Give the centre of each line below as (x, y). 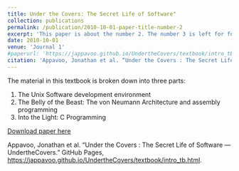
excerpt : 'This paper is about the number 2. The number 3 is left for (116, 34)
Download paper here (39, 131)
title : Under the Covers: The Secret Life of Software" (92, 14)
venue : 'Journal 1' (36, 47)
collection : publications (46, 21)
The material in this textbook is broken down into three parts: (97, 81)
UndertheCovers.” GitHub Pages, (56, 152)
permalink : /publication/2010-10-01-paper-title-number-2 (95, 27)
